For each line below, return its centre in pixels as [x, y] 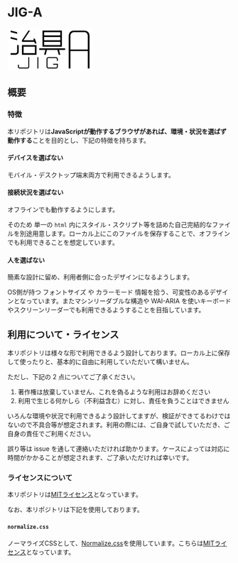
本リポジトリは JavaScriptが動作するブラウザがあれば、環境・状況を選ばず [117, 131]
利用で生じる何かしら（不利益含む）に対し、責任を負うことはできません [123, 401]
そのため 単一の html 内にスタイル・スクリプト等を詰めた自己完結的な [110, 225]
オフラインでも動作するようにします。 [63, 209]
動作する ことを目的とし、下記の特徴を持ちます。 [79, 140]
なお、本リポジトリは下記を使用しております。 [75, 510]
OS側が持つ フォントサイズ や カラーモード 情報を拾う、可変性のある [109, 293]
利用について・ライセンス [63, 334]
